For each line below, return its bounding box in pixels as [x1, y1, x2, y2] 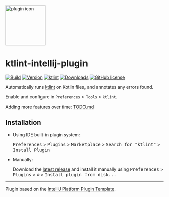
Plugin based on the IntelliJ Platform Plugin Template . [5, 186, 116, 192]
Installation [5, 118, 41, 127]
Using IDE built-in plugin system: [12, 131, 80, 138]
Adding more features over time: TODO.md [5, 104, 94, 110]
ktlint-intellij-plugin [5, 58, 88, 69]
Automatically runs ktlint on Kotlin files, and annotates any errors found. [5, 84, 154, 90]
